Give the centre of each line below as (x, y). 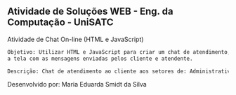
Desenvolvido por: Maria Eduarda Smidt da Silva (77, 85)
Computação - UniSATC (60, 23)
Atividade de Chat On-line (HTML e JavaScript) (76, 39)
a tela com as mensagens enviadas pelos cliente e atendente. (100, 59)
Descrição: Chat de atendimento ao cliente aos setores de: (97, 71)
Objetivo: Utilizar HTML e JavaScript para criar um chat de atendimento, (119, 52)
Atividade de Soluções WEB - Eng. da (90, 12)
